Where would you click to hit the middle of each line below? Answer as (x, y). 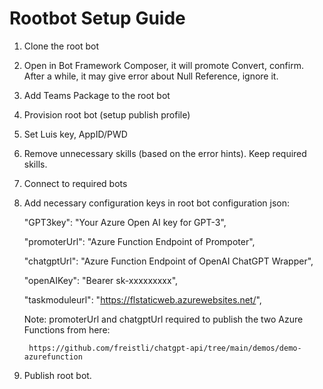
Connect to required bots (75, 183)
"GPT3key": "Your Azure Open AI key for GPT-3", (125, 222)
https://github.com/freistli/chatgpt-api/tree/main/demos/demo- (165, 348)
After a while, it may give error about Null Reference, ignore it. (151, 76)
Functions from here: (67, 329)
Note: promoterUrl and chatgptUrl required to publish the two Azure (163, 319)
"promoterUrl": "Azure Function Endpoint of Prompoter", (139, 241)
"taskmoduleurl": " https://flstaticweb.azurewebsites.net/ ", (142, 299)
